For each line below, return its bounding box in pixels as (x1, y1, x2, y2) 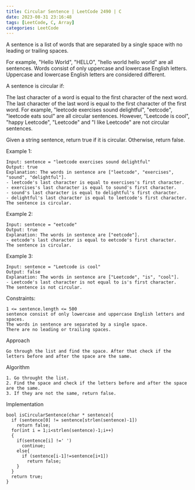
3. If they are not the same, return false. (6, 391, 117, 397)
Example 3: (6, 253, 33, 260)
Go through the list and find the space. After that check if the (6, 349, 172, 354)
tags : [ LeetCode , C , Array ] (6, 19, 75, 25)
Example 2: (6, 211, 33, 218)
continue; (21, 443, 46, 449)
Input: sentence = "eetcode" (6, 222, 77, 228)
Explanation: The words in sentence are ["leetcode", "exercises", (6, 170, 175, 175)
